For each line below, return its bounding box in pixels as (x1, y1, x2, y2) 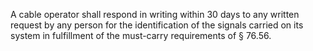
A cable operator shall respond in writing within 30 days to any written (10, 9, 300, 20)
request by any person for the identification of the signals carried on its (10, 19, 304, 31)
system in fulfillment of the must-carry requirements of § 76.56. (10, 30, 272, 41)
